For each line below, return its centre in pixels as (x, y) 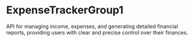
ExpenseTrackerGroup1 (65, 10)
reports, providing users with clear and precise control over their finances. (97, 32)
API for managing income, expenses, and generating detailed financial (92, 26)
